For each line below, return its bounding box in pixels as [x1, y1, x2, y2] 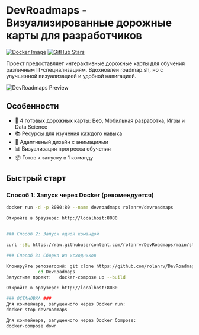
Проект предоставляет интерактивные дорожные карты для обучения [6, 60, 185, 67]
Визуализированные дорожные [6, 16, 172, 30]
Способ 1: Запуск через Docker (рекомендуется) [6, 191, 154, 199]
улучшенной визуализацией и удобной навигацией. [6, 72, 137, 79]
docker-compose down [6, 323, 57, 329]
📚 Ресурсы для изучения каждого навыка [14, 130, 123, 137]
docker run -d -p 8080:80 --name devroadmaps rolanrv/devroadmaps [6, 205, 174, 210]
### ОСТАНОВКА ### [6, 296, 52, 302]
